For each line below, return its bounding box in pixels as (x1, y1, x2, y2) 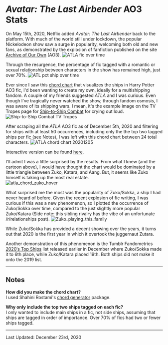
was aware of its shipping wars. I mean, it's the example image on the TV (5, 103, 156, 109)
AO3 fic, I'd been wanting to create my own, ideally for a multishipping (5, 87, 150, 93)
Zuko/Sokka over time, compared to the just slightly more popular (5, 205, 141, 211)
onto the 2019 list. (5, 256, 42, 263)
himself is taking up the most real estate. (5, 174, 89, 180)
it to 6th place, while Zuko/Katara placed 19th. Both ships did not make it (5, 251, 154, 257)
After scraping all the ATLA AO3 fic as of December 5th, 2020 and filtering (5, 123, 159, 129)
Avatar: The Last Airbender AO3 (5, 3, 143, 15)
